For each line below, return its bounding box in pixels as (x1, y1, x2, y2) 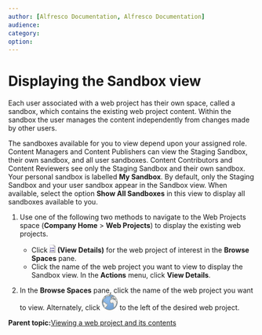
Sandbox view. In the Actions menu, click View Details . (31, 271, 211, 280)
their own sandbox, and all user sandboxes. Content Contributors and (8, 156, 233, 165)
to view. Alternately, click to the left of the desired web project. (19, 303, 240, 312)
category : (8, 29, 41, 37)
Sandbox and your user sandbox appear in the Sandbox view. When (8, 181, 227, 190)
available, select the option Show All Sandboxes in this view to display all (8, 189, 246, 198)
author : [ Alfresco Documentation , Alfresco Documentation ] (8, 13, 206, 20)
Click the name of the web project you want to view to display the (31, 262, 243, 271)
